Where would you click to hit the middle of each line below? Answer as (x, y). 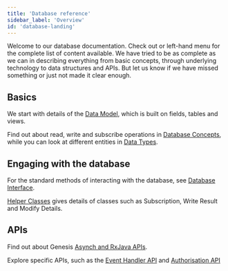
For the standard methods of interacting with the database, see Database (111, 180)
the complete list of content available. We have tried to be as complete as (112, 53)
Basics (22, 97)
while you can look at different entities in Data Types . (83, 142)
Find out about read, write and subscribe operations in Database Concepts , (114, 135)
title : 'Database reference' (49, 13)
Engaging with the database (69, 163)
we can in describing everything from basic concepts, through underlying (112, 61)
